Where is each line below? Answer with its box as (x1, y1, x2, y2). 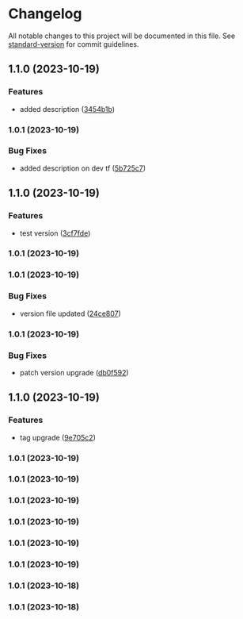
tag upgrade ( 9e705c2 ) (19, 433, 97, 442)
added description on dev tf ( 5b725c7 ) (19, 163, 146, 173)
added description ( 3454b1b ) (19, 104, 116, 113)
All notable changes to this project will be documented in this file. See (8, 31, 236, 40)
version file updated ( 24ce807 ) (19, 309, 121, 318)
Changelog (8, 5, 82, 23)
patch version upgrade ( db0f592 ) (19, 367, 129, 377)
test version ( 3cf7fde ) (19, 228, 91, 238)
